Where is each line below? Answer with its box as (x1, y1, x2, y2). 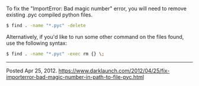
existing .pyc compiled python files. (6, 11, 93, 18)
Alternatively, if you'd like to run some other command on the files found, (6, 33, 184, 40)
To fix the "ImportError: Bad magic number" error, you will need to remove (6, 5, 187, 12)
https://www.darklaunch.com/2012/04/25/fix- (58, 67, 170, 74)
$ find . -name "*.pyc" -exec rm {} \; (6, 51, 105, 57)
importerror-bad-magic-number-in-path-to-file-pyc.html (6, 73, 144, 80)
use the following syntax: (6, 39, 68, 47)
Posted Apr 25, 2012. (6, 67, 57, 74)
